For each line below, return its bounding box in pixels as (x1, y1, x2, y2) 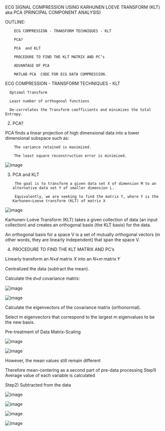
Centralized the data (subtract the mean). (5, 266, 89, 271)
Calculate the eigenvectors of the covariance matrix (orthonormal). (5, 304, 141, 310)
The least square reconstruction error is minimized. (14, 153, 127, 158)
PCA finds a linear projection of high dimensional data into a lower (5, 130, 140, 135)
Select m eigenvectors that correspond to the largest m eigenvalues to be (5, 314, 155, 320)
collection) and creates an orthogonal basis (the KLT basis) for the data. (5, 222, 152, 228)
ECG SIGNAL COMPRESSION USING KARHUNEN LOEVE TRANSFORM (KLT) (5, 4, 161, 10)
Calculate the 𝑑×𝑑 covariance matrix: (5, 275, 80, 281)
